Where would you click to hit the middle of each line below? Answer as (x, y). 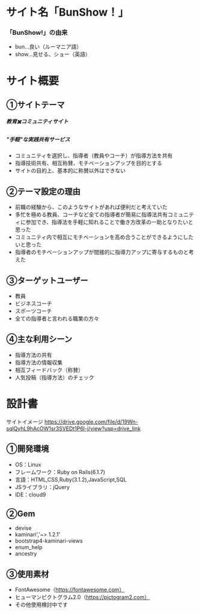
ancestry (26, 554)
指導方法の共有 (33, 354)
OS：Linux (28, 464)
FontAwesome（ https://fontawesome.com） (70, 590)
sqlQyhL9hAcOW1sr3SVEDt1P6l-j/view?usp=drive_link (74, 428)
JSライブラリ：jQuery (42, 487)
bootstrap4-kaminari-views (49, 541)
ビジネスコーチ (33, 303)
